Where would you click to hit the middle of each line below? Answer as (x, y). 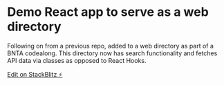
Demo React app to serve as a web (108, 12)
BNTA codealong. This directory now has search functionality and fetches (112, 53)
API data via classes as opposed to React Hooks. (77, 60)
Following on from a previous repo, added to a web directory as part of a (111, 46)
